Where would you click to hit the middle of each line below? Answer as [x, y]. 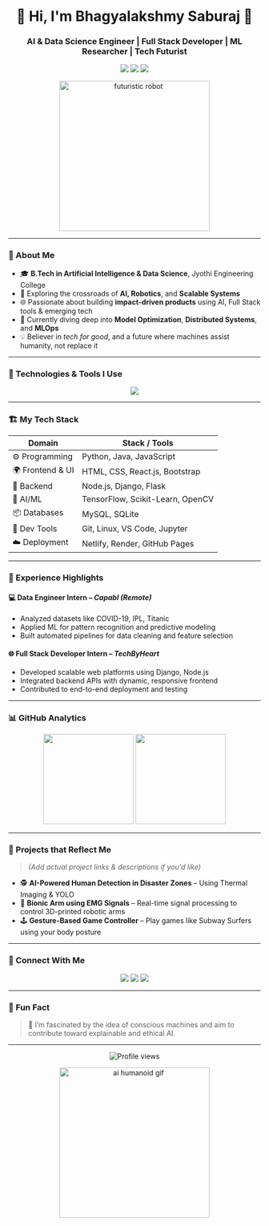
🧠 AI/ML [27, 499]
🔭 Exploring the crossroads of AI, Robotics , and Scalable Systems [130, 293]
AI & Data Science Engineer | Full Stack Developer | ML [134, 42]
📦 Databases [38, 513]
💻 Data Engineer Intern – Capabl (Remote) [80, 597]
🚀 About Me [32, 256]
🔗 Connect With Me [47, 961]
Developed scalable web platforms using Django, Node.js [114, 671]
